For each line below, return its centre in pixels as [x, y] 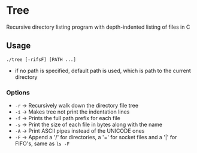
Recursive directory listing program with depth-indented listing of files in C [98, 27]
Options [18, 92]
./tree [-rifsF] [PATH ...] [41, 59]
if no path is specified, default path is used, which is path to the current [103, 71]
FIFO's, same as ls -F [42, 143]
